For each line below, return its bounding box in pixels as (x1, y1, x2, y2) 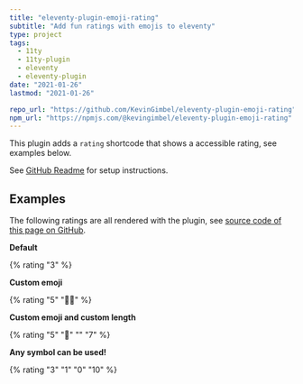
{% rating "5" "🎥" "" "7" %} (9, 330, 111, 341)
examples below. (9, 148, 72, 159)
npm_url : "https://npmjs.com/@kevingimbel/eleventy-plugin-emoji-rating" (9, 114, 293, 123)
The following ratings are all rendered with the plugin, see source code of (9, 215, 282, 226)
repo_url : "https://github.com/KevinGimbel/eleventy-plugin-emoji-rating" (9, 105, 297, 114)
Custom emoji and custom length (9, 312, 137, 323)
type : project (9, 30, 63, 39)
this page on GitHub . (9, 224, 87, 235)
